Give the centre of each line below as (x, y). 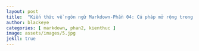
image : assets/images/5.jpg (41, 33)
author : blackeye (28, 22)
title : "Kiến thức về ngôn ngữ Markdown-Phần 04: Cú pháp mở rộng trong (100, 17)
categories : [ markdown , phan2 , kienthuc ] (61, 28)
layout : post (22, 11)
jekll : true (21, 39)
